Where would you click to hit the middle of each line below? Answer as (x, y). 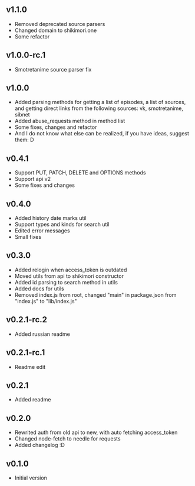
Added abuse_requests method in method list (70, 121)
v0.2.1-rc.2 (27, 320)
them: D (24, 140)
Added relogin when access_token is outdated (71, 270)
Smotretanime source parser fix (53, 69)
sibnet (22, 115)
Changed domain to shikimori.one (56, 30)
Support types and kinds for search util (62, 225)
